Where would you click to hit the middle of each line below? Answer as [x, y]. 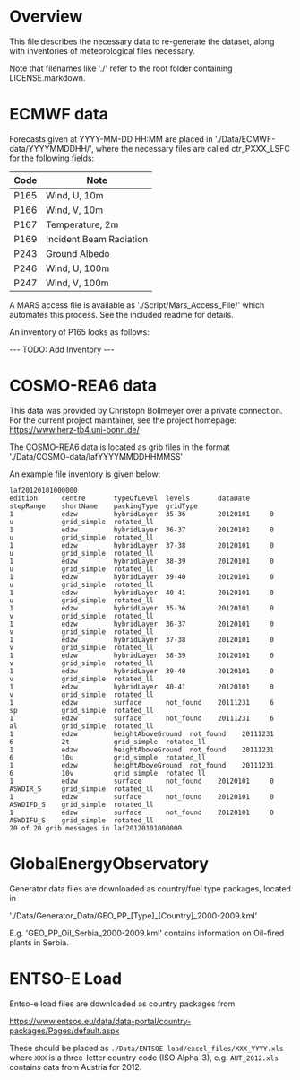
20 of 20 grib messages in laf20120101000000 [95, 828]
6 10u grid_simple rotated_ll [107, 757]
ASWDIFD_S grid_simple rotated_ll [81, 804]
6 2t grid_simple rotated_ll [107, 742]
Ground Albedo [78, 253]
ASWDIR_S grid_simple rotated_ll [81, 789]
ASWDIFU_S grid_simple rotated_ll [81, 820]
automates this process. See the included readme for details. [122, 314]
